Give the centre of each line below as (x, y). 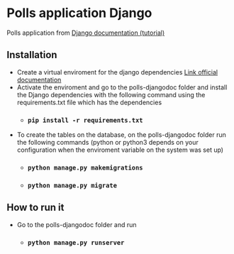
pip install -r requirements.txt (85, 120)
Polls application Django (79, 13)
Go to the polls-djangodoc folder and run (77, 224)
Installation (32, 55)
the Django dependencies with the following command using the (111, 94)
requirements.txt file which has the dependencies (89, 102)
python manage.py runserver (76, 242)
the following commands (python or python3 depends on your (108, 143)
